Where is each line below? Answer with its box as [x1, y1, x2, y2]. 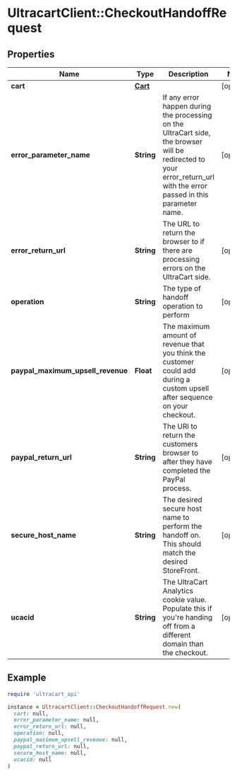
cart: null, [13, 710, 49, 717]
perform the [162, 521, 202, 531]
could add [162, 366, 196, 376]
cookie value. [162, 595, 207, 604]
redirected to [162, 154, 206, 164]
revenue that [162, 340, 205, 349]
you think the [162, 348, 206, 358]
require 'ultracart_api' [7, 690, 80, 697]
